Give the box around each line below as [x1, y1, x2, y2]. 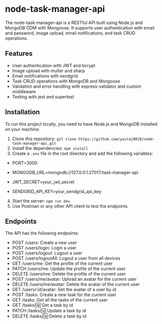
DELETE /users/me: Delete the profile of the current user [12, 271, 126, 277]
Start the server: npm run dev [12, 198, 71, 204]
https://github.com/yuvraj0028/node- [78, 136, 155, 142]
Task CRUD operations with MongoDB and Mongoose [12, 78, 121, 84]
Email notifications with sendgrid [12, 73, 78, 79]
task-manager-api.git [12, 141, 56, 146]
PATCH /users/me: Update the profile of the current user [12, 266, 126, 272]
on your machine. [5, 126, 40, 132]
